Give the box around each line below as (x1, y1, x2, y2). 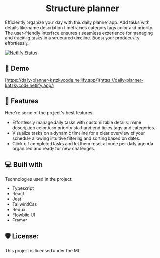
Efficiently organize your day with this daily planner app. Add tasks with (5, 19, 150, 25)
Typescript (12, 185, 34, 191)
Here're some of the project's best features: (5, 110, 94, 116)
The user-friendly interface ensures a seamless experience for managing (5, 30, 153, 36)
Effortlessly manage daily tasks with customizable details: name (12, 119, 142, 125)
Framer (12, 217, 27, 223)
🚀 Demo (5, 64, 29, 73)
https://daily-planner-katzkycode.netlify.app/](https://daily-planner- (6, 77, 144, 83)
